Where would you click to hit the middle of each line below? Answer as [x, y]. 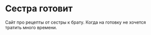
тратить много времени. [31, 27]
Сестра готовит [39, 9]
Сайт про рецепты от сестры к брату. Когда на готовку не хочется [76, 22]
